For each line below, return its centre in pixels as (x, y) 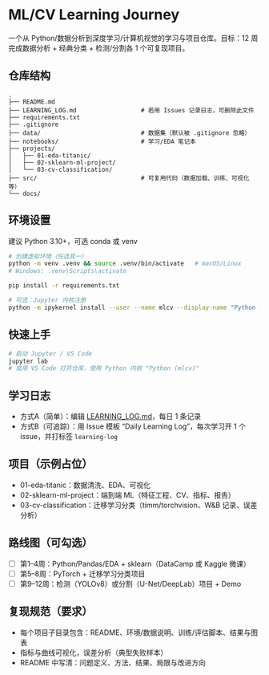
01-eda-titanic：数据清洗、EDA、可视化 (85, 485)
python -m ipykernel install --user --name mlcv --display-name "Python (132, 307)
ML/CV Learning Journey (94, 15)
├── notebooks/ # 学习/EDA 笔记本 (102, 141)
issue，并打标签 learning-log (69, 437)
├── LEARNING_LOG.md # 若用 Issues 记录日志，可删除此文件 (131, 110)
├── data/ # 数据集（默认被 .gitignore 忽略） (130, 133)
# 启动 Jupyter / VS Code (50, 354)
